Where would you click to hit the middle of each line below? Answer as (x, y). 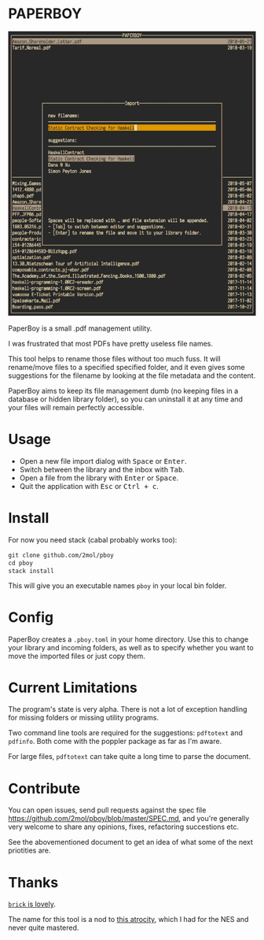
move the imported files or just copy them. (77, 656)
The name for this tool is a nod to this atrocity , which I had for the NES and (128, 920)
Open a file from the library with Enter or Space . (99, 478)
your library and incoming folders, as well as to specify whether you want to (131, 647)
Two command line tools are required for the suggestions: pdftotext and (126, 733)
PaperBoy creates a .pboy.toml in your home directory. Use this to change (128, 639)
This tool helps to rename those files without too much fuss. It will (115, 358)
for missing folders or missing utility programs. (84, 718)
